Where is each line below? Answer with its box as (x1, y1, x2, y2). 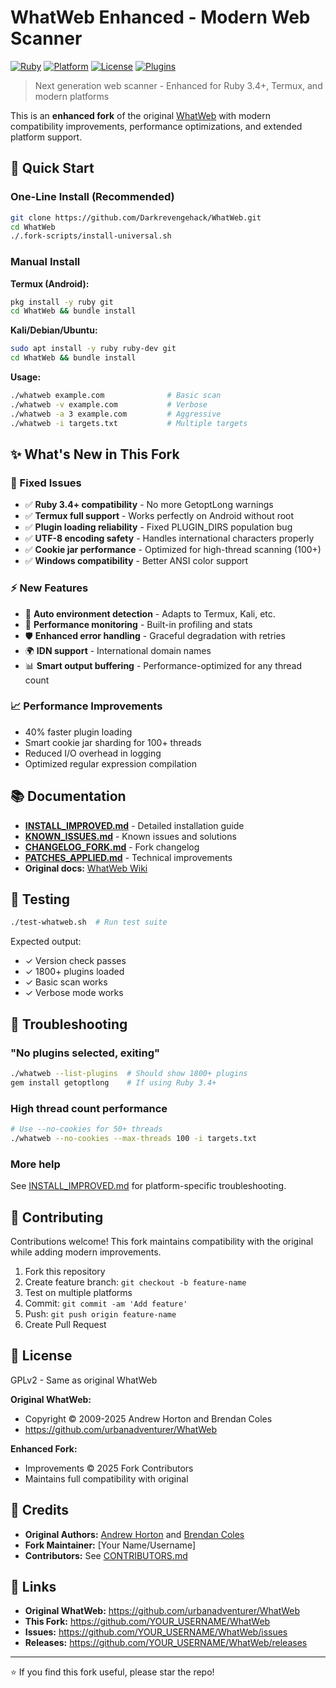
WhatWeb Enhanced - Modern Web (10, 6, 311, 29)
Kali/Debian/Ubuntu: (10, 324, 98, 336)
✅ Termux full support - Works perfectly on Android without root (24, 510, 295, 522)
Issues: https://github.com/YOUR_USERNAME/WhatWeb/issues (24, 1626, 288, 1638)
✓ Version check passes (24, 955, 127, 967)
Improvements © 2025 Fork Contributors (24, 1462, 194, 1474)
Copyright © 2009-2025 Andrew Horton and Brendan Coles (24, 1412, 273, 1425)
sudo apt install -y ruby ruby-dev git (10, 344, 177, 354)
